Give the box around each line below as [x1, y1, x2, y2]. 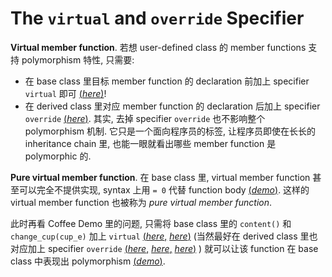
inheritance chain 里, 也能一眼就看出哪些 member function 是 [24, 137, 277, 149]
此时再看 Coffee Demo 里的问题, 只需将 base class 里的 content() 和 [10, 217, 292, 229]
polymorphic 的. [24, 150, 92, 162]
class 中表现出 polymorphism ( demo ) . [10, 255, 166, 267]
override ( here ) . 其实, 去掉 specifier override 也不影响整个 [24, 112, 266, 124]
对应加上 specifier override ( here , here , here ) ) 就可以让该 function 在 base [10, 242, 319, 254]
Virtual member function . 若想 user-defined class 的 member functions [10, 41, 307, 53]
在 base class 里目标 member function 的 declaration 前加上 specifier [24, 75, 310, 87]
